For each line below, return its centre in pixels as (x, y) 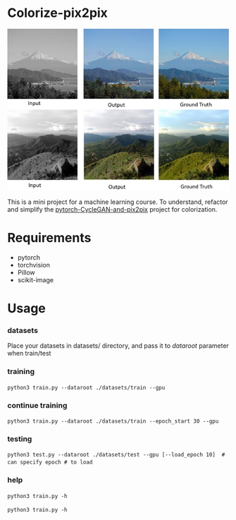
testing (20, 439)
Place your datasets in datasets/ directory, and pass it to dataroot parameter (118, 346)
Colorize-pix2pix (57, 13)
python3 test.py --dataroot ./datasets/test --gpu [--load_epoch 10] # (116, 455)
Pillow (26, 272)
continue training (37, 405)
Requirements (49, 238)
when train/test (29, 353)
